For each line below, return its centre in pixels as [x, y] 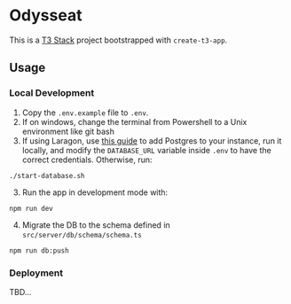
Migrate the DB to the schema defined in [96, 225]
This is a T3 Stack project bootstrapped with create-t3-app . [118, 40]
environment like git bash [68, 131]
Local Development [52, 93]
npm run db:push [39, 250]
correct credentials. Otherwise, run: [87, 160]
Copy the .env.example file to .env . [85, 113]
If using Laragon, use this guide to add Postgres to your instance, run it [152, 140]
